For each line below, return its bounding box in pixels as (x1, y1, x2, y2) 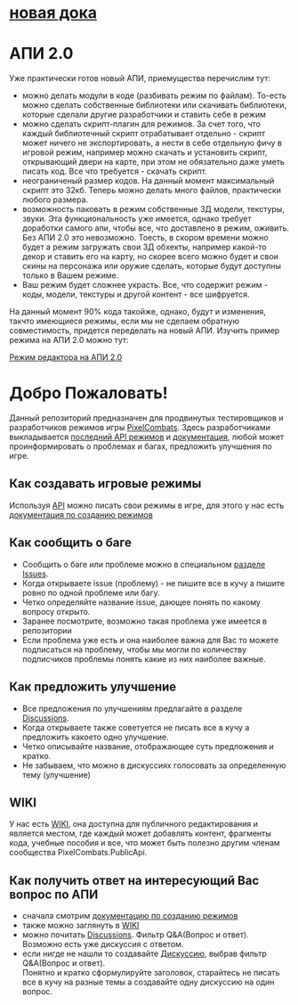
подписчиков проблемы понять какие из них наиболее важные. (21, 653, 267, 664)
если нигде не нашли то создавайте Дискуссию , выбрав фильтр (21, 948, 267, 960)
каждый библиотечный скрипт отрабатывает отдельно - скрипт (21, 128, 266, 139)
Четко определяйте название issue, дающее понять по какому (21, 596, 261, 608)
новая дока (9, 3, 98, 23)
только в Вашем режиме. (21, 270, 119, 281)
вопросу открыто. (21, 606, 91, 617)
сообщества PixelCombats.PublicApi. (9, 847, 148, 858)
